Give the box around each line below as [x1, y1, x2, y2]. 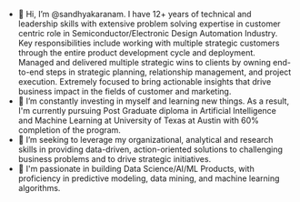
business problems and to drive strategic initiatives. [17, 154, 212, 164]
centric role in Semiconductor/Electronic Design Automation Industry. [17, 28, 278, 38]
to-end [17, 66, 45, 77]
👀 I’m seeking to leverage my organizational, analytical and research [17, 135, 274, 145]
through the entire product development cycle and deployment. [17, 47, 256, 58]
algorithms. [17, 183, 61, 193]
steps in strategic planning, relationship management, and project [45, 66, 292, 77]
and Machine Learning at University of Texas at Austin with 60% [17, 115, 259, 126]
